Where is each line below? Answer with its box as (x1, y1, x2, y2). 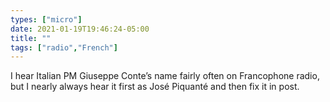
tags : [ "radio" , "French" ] (10, 42, 118, 53)
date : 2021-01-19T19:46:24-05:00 (10, 24, 150, 34)
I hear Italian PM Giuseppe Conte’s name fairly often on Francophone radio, (10, 70, 320, 82)
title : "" (10, 33, 52, 43)
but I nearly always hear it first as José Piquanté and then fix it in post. (10, 81, 300, 93)
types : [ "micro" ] (10, 14, 83, 25)
